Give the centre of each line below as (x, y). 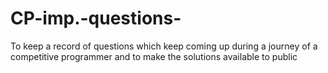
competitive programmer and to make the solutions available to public (154, 56)
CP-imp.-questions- (96, 18)
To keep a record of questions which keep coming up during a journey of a (164, 46)
